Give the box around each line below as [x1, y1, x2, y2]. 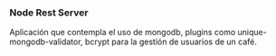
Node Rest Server [9, 6, 89, 19]
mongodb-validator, [9, 36, 83, 47]
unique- [237, 27, 267, 38]
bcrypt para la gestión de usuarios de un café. [84, 36, 258, 47]
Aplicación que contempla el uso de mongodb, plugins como [9, 27, 236, 38]
